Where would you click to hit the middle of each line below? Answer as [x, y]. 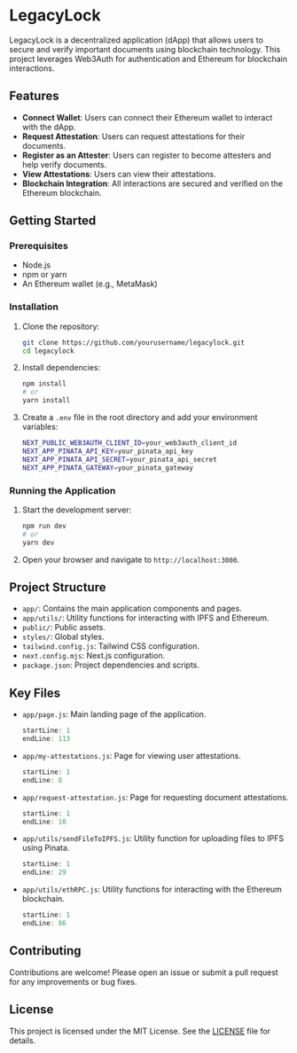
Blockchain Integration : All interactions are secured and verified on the [152, 183]
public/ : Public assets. [64, 628]
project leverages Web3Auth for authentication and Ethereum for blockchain [148, 58]
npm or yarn [44, 275]
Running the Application [63, 490]
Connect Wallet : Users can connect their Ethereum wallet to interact [147, 117]
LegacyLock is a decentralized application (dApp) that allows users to [137, 40]
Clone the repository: [61, 326]
